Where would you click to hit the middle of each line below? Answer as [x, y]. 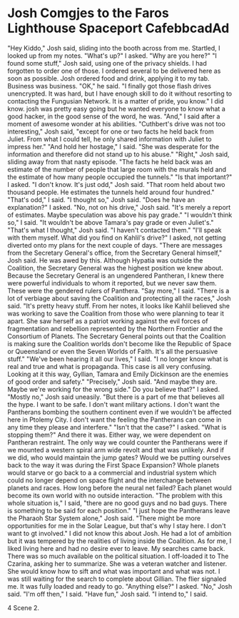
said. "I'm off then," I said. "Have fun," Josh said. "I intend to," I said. [108, 594]
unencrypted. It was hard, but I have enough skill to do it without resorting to [120, 93]
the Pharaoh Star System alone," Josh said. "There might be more [104, 518]
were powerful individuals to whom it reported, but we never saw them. [112, 283]
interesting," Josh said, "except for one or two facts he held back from [111, 131]
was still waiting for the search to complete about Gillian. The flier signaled [117, 579]
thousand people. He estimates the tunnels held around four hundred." [111, 192]
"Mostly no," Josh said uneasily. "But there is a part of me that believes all [116, 397]
